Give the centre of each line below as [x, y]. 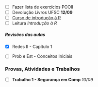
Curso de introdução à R [36, 18]
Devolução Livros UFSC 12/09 [42, 12]
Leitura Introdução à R [34, 23]
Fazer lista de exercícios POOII [43, 7]
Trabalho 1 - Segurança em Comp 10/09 [52, 79]
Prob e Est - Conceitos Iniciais [42, 56]
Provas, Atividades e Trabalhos [42, 69]
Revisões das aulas [25, 34]
